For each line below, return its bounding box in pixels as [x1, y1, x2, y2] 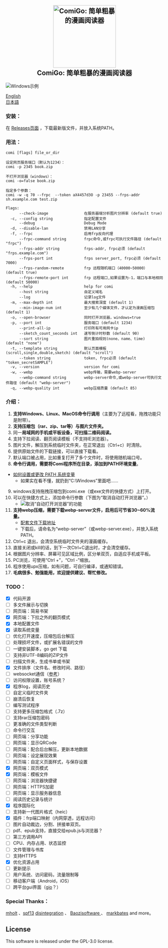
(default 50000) [5, 280, 39, 285]
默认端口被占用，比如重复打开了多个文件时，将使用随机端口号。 [12, 454, 144, 460]
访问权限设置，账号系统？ [12, 677, 66, 683]
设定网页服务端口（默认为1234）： [5, 160, 65, 165]
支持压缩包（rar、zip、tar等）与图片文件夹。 [12, 423, 106, 429]
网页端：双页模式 [12, 765, 48, 771]
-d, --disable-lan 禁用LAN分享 [10, 226, 106, 231]
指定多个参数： [5, 188, 32, 193]
